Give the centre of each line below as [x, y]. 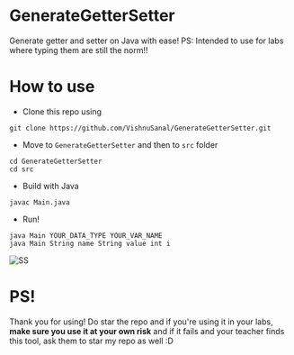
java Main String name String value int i [90, 243]
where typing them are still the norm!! [79, 50]
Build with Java [50, 186]
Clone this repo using [62, 111]
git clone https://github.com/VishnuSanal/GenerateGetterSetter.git [140, 128]
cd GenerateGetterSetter [56, 161]
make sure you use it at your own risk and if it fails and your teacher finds [147, 331]
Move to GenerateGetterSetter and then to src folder [120, 144]
